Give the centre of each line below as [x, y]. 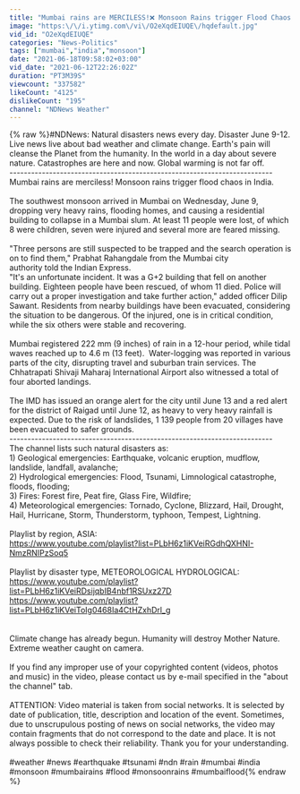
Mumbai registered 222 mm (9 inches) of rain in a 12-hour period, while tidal [150, 344]
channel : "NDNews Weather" [60, 109]
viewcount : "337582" [48, 84]
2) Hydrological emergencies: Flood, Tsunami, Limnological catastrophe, [143, 477]
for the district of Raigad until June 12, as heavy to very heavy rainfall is [141, 410]
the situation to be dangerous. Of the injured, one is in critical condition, [141, 315]
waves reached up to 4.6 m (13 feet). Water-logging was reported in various [150, 354]
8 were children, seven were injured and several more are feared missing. [145, 230]
